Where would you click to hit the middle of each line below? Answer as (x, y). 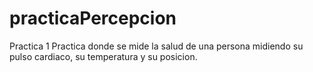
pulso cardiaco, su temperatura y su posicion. (103, 56)
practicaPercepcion (93, 18)
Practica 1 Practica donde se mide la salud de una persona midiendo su (156, 46)
